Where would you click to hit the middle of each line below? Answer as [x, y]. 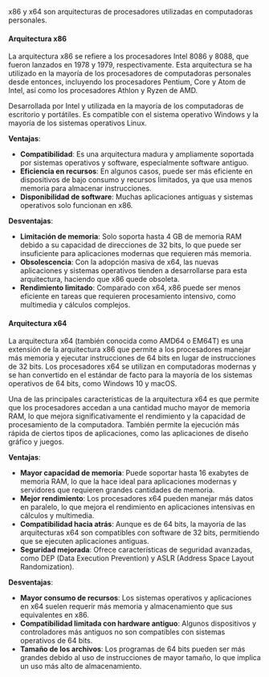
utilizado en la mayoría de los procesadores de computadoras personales [130, 73]
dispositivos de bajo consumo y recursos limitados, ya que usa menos [136, 180]
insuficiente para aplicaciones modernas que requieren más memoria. [135, 254]
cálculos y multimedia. [57, 516]
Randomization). [47, 567]
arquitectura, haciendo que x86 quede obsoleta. [100, 279]
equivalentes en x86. [55, 615]
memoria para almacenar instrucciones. [86, 189]
